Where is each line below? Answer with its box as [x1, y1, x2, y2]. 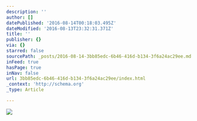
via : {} [6, 43, 26, 49]
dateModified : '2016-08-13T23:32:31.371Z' [6, 25, 114, 32]
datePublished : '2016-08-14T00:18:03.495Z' [6, 20, 117, 26]
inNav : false [6, 70, 39, 76]
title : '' [6, 31, 31, 37]
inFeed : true [6, 59, 39, 65]
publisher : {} [6, 37, 42, 43]
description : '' [6, 8, 47, 15]
